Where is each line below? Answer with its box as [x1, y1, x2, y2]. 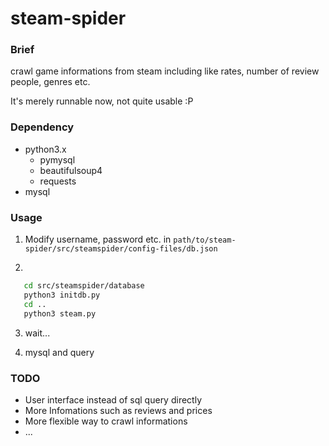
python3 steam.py [23, 308, 97, 319]
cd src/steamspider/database [23, 281, 145, 291]
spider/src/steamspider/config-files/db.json [24, 244, 218, 254]
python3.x [24, 143, 67, 155]
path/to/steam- [173, 235, 237, 246]
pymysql [39, 153, 76, 166]
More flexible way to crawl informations [24, 415, 188, 427]
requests [39, 175, 77, 187]
